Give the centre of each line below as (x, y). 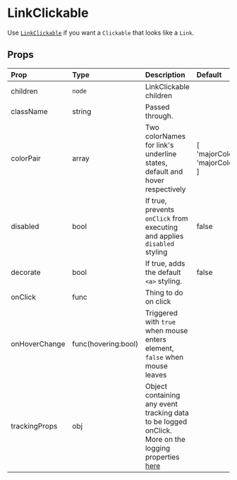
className (29, 111)
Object (156, 386)
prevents (160, 209)
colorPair (26, 158)
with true (160, 322)
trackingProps (34, 426)
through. (159, 116)
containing (163, 395)
